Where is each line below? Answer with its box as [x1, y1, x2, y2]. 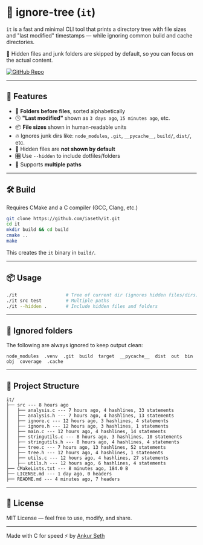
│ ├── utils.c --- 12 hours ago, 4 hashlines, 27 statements [6, 455, 169, 461]
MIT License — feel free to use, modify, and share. [6, 514, 132, 521]
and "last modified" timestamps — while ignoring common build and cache [6, 31, 193, 39]
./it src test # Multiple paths [6, 298, 110, 304]
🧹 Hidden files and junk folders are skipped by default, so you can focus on [6, 50, 193, 57]
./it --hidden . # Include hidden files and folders [6, 303, 158, 309]
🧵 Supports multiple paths [14, 160, 82, 168]
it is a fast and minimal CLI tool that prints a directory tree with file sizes [6, 25, 187, 33]
